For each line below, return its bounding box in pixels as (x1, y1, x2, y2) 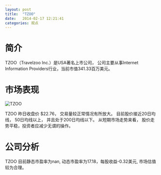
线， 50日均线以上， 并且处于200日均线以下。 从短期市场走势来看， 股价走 (5, 117, 155, 123)
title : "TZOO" (5, 12, 36, 16)
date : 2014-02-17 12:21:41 (5, 16, 64, 21)
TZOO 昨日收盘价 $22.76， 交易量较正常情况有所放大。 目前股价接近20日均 (5, 111, 156, 117)
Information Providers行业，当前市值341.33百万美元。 (5, 66, 113, 72)
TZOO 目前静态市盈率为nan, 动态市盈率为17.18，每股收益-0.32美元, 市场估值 (5, 159, 156, 164)
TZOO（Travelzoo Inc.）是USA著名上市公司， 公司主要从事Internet (5, 60, 139, 66)
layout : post (5, 7, 32, 12)
